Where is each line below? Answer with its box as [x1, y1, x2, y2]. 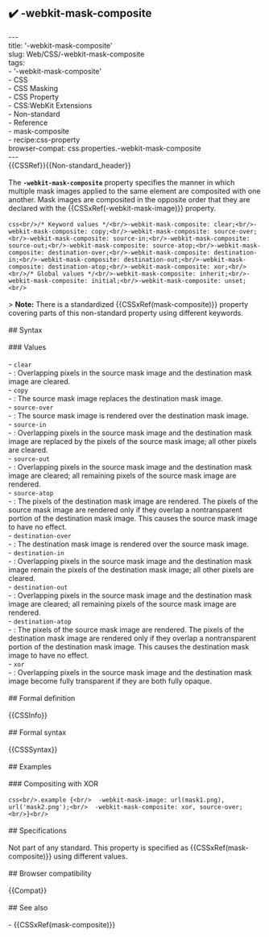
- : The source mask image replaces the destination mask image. [8, 393, 224, 403]
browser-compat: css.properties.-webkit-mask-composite [8, 143, 201, 153]
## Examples [8, 761, 52, 771]
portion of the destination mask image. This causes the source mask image [8, 513, 258, 523]
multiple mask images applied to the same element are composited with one [8, 186, 261, 196]
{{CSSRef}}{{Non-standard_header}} [8, 160, 131, 170]
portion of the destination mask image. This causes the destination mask [8, 641, 250, 651]
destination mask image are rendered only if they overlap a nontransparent [8, 633, 256, 643]
